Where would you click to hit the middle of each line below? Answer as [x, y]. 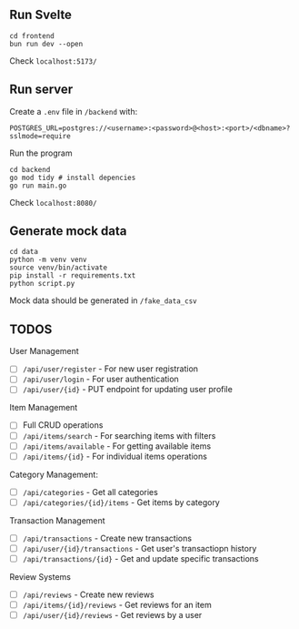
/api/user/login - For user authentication [100, 379]
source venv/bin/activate [58, 268]
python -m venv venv [49, 260]
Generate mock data [68, 231]
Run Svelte [41, 15]
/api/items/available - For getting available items [117, 446]
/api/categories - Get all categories [90, 492]
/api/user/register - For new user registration [110, 369]
